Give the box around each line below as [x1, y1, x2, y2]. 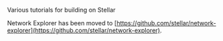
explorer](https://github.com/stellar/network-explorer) [7, 27, 160, 34]
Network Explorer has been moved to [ [7, 19, 117, 27]
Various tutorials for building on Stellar [7, 6, 116, 14]
